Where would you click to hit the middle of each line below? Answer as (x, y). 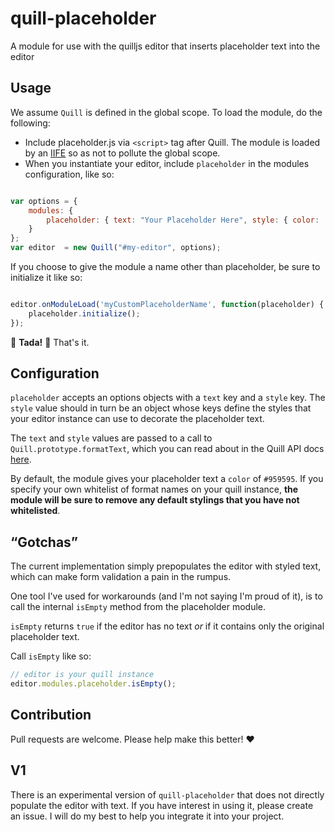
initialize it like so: (46, 277)
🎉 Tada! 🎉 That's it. (50, 342)
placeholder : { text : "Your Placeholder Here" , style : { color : (183, 220)
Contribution (51, 715)
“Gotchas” (44, 542)
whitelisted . (35, 511)
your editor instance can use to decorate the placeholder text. (137, 419)
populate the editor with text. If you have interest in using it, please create (162, 805)
